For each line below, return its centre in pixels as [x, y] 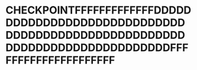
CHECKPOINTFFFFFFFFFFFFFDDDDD [98, 10]
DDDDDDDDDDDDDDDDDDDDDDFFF [97, 48]
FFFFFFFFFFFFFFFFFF [60, 60]
